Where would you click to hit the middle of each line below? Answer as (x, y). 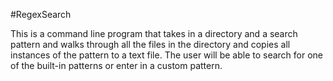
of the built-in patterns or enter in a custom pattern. (116, 65)
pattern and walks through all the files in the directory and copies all (150, 44)
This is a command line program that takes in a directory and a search (154, 33)
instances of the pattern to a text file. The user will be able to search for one (167, 55)
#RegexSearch (41, 14)
